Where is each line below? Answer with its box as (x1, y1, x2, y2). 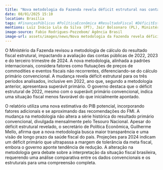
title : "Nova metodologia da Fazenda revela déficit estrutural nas (5, 7, 147, 12)
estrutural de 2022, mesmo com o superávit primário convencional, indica (5, 88, 153, 94)
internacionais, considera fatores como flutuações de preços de (5, 62, 133, 68)
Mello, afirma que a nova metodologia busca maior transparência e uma (5, 129, 149, 135)
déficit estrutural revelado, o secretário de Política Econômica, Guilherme (5, 124, 151, 129)
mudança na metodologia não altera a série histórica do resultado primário (5, 113, 154, 119)
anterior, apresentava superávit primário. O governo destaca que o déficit (5, 83, 152, 89)
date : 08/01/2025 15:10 (5, 12, 53, 16)
